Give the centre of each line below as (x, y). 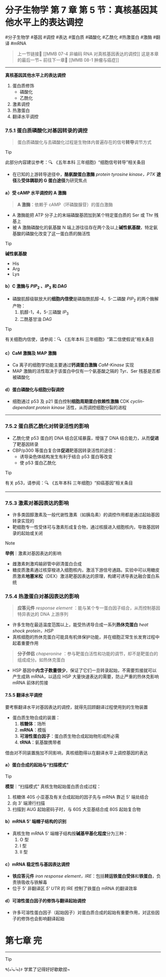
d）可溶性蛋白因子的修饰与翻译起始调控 (45, 900)
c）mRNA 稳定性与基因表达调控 (38, 864)
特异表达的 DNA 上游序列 (42, 614)
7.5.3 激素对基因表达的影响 (37, 503)
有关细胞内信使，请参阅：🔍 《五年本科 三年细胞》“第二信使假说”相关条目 (80, 340)
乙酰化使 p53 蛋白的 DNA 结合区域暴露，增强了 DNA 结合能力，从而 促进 (85, 438)
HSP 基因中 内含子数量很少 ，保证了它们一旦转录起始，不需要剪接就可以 (84, 671)
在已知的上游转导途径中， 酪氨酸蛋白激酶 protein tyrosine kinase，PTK (84, 174)
